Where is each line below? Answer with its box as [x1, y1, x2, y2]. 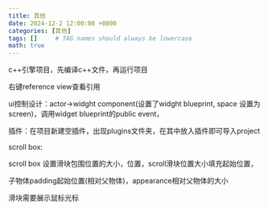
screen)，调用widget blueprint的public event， [8, 109, 164, 119]
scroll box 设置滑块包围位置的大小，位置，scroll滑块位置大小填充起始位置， [8, 159, 258, 169]
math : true [8, 42, 45, 50]
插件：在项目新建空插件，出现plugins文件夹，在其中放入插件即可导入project [8, 126, 261, 136]
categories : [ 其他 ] [8, 27, 72, 35]
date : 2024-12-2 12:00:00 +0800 [8, 19, 117, 27]
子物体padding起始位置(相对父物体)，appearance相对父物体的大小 [8, 176, 229, 186]
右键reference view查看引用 [8, 82, 101, 92]
